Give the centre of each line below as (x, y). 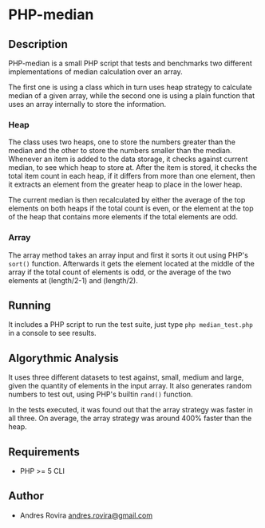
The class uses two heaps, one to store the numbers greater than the (122, 142)
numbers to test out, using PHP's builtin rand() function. (101, 394)
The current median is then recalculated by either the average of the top (127, 200)
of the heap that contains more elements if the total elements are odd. (123, 217)
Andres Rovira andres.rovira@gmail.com (86, 515)
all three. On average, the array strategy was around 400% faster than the (130, 418)
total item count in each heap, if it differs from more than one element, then (132, 176)
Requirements (44, 452)
